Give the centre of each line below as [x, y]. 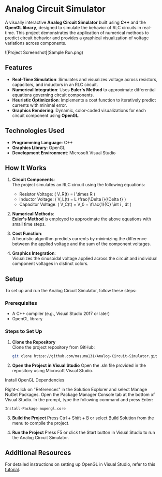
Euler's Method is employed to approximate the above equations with [81, 219]
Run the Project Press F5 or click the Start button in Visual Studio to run [84, 432]
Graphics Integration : [34, 253]
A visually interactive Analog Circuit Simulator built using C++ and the [75, 22]
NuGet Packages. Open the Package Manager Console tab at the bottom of [80, 395]
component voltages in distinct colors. [50, 263]
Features [19, 68]
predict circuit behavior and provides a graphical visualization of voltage [77, 38]
